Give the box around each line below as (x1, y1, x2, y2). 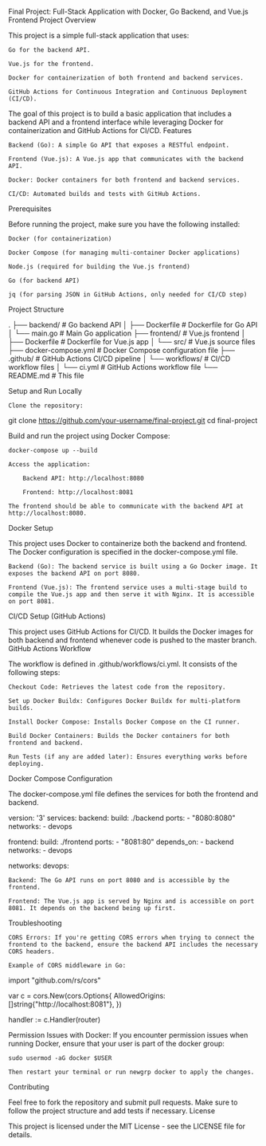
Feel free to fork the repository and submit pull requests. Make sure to (8, 1097, 238, 1107)
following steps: (8, 668, 61, 677)
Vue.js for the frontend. (8, 60, 94, 68)
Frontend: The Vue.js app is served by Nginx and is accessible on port (8, 897, 255, 905)
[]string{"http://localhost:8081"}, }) (8, 999, 122, 1009)
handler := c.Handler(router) (8, 1015, 101, 1024)
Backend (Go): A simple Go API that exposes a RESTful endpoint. (8, 141, 229, 149)
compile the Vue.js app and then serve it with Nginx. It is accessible (8, 591, 255, 599)
